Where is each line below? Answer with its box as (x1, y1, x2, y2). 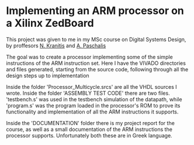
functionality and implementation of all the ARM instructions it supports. (6, 108, 179, 115)
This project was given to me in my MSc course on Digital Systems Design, (6, 36, 186, 43)
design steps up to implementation (6, 72, 89, 79)
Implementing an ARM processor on (6, 4, 184, 18)
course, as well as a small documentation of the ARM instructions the (6, 126, 172, 133)
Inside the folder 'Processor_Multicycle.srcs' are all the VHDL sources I (6, 83, 177, 90)
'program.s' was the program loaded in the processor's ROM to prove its (6, 102, 181, 109)
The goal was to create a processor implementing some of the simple (6, 53, 174, 60)
